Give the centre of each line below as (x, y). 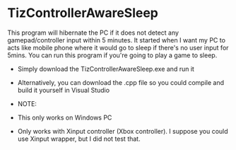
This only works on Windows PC (65, 117)
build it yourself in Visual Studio (64, 90)
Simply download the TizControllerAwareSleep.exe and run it (106, 69)
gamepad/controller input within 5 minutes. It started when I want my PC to (117, 40)
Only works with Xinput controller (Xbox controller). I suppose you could (123, 131)
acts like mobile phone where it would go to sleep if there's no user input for (118, 47)
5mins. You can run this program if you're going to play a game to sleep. (112, 55)
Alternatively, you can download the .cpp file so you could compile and (121, 82)
